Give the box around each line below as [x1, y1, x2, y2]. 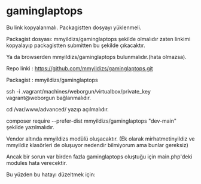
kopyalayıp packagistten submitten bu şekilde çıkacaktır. [6, 42, 145, 49]
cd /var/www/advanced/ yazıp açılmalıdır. [6, 105, 109, 113]
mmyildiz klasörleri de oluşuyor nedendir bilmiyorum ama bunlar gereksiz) [6, 141, 188, 148]
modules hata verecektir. [6, 159, 68, 166]
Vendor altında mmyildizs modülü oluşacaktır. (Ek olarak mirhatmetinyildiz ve [6, 135, 195, 142]
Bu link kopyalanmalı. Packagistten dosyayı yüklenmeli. [6, 24, 142, 31]
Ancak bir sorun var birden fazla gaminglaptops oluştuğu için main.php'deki [6, 153, 193, 160]
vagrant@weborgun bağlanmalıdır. [6, 94, 92, 101]
